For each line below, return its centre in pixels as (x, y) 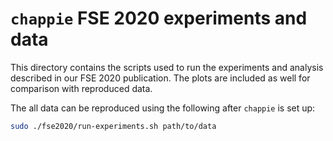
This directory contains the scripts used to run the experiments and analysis (167, 67)
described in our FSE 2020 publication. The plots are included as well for (160, 78)
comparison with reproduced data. (81, 88)
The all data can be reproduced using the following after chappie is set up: (163, 108)
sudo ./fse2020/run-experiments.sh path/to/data (113, 126)
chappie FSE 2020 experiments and (159, 18)
